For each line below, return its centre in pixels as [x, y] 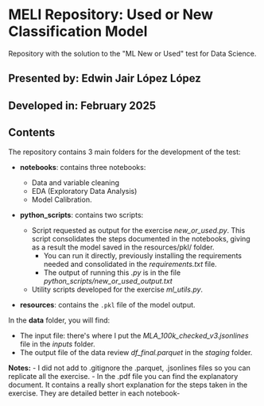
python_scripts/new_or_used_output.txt [108, 280]
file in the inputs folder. [57, 344]
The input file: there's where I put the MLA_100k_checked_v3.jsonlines [134, 335]
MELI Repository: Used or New [111, 15]
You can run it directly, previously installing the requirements [143, 255]
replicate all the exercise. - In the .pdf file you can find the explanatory [123, 376]
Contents [32, 133]
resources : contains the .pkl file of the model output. [108, 304]
